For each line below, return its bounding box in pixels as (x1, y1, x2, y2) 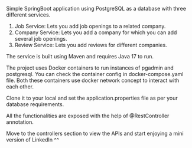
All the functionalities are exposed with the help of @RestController (6, 112, 170, 119)
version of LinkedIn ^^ (6, 136, 59, 143)
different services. (6, 11, 51, 18)
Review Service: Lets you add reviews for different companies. (14, 41, 167, 48)
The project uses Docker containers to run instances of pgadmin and (6, 64, 174, 71)
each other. (6, 83, 34, 90)
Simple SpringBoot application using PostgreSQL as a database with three (6, 5, 186, 12)
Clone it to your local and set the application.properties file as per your (6, 94, 178, 101)
